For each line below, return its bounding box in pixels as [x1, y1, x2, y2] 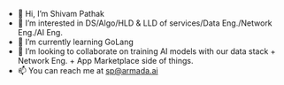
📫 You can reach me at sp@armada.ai [17, 66, 158, 75]
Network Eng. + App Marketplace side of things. [17, 56, 194, 66]
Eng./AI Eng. [17, 27, 64, 37]
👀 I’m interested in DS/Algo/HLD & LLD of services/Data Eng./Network [17, 18, 272, 28]
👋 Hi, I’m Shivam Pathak [17, 9, 104, 19]
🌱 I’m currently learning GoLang [17, 36, 134, 47]
